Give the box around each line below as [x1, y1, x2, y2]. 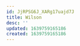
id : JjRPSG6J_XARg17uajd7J [6, 8, 75, 15]
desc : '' [6, 20, 28, 26]
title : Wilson [6, 14, 42, 20]
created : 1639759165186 [6, 31, 67, 37]
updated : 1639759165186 [6, 25, 67, 32]
